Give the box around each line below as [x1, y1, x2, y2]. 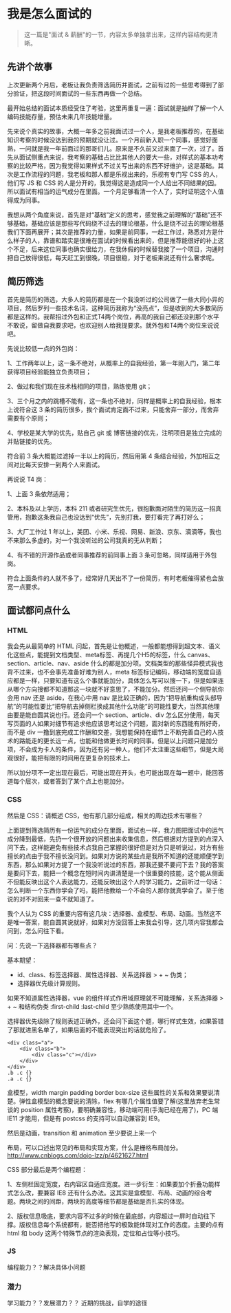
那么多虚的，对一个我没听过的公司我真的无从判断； [19, 536, 164, 544]
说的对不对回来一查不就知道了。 [7, 895, 98, 903]
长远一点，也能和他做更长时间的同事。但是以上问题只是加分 [49, 737, 218, 745]
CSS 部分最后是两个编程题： [7, 1165, 88, 1173]
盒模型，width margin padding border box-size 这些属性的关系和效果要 [7, 1088, 208, 1096]
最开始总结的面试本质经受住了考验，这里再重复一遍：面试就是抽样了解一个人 [7, 104, 224, 112]
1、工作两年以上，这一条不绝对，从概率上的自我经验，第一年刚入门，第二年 [7, 359, 221, 367]
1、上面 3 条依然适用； [7, 489, 71, 498]
